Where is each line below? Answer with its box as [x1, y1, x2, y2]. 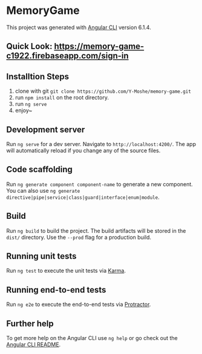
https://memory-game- [54, 41, 145, 52]
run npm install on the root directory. [15, 94, 109, 101]
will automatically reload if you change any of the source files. [6, 147, 161, 154]
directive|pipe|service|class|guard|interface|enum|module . [6, 193, 160, 201]
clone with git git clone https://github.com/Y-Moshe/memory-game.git [15, 87, 192, 95]
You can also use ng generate [6, 187, 80, 194]
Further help [6, 318, 54, 329]
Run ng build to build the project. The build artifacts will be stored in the [6, 227, 186, 234]
